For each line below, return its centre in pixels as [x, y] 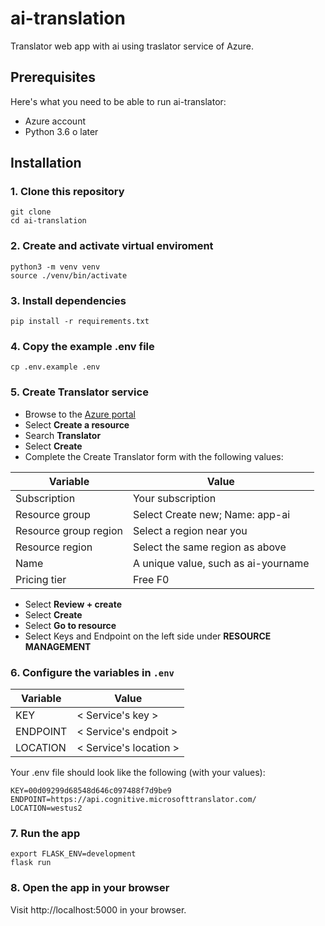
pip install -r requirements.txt [80, 322]
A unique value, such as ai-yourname [221, 563]
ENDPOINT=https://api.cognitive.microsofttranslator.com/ [133, 799]
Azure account [55, 121]
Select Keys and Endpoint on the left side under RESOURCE [148, 636]
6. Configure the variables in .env [92, 672]
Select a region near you [190, 530]
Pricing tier [41, 579]
